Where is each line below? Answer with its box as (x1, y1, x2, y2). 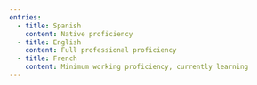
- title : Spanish (17, 21, 82, 30)
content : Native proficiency (25, 29, 133, 38)
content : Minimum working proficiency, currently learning (25, 63, 249, 72)
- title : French (17, 54, 77, 63)
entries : (9, 12, 42, 22)
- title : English (17, 37, 82, 47)
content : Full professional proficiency (25, 46, 177, 55)
